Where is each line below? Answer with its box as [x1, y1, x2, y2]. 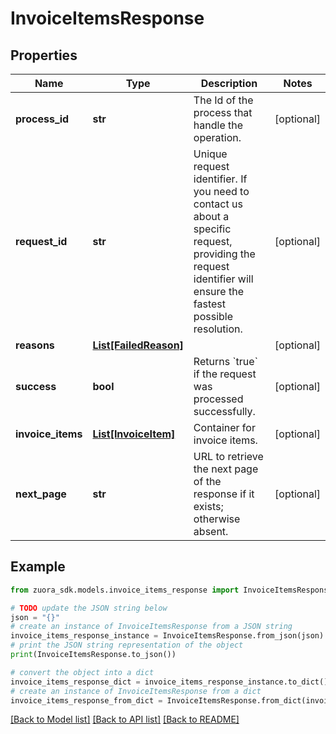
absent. [193, 525, 229, 538]
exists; [193, 500, 224, 513]
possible [193, 310, 234, 323]
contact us [193, 197, 243, 211]
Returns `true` [193, 355, 258, 368]
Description [200, 77, 258, 90]
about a [193, 210, 230, 223]
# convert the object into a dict [10, 667, 155, 677]
